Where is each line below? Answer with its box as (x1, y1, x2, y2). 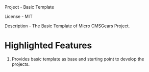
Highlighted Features (4, 40, 92, 51)
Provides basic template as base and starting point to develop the (11, 56, 145, 62)
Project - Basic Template (4, 4, 54, 10)
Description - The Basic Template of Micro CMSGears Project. (4, 23, 130, 29)
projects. (11, 61, 30, 67)
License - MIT (4, 14, 33, 19)
